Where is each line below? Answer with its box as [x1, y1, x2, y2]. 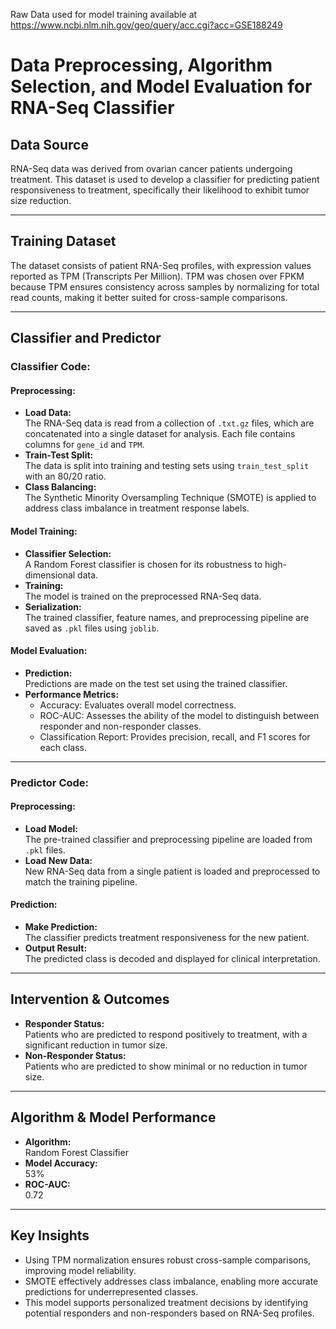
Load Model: [24, 822, 78, 834]
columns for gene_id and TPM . [24, 439, 145, 451]
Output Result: [24, 942, 88, 954]
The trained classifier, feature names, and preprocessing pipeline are [24, 611, 310, 623]
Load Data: [24, 407, 72, 419]
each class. [39, 741, 88, 753]
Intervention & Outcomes [10, 991, 170, 1008]
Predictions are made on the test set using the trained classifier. [24, 677, 288, 689]
